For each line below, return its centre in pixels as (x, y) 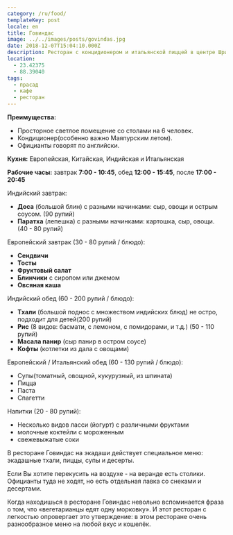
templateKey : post (34, 20)
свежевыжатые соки (48, 439)
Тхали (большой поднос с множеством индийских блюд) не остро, (117, 312)
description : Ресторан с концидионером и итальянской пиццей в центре (111, 53)
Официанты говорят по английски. (68, 145)
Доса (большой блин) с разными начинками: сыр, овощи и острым (118, 206)
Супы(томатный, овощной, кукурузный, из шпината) (95, 376)
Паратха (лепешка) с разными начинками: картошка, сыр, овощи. (116, 221)
